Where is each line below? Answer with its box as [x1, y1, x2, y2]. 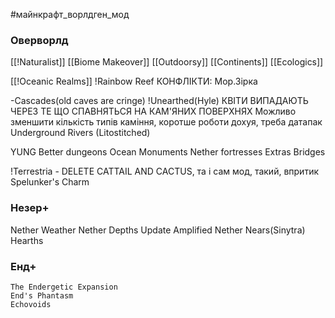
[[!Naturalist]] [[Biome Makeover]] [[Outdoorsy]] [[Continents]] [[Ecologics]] [10, 56, 324, 68]
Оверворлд [10, 33, 69, 47]
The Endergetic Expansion [10, 282, 118, 292]
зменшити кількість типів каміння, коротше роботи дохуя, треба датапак [10, 116, 323, 128]
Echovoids [10, 299, 52, 309]
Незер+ [10, 201, 50, 215]
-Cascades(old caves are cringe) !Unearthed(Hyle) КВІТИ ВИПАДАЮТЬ [10, 95, 309, 107]
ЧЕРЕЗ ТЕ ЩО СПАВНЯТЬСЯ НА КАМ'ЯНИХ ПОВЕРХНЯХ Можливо [10, 105, 297, 118]
